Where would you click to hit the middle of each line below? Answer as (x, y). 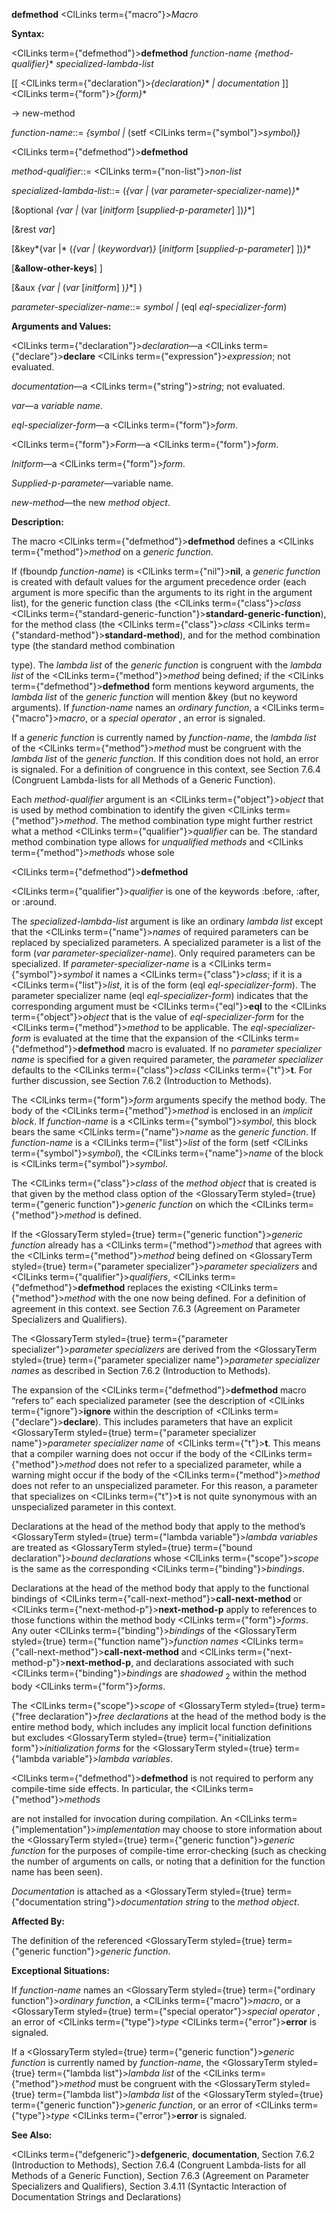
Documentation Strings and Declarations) (96, 2196)
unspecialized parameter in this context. (94, 1507)
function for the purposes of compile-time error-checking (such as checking (169, 1850)
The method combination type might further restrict (206, 820)
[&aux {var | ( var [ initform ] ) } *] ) (77, 287)
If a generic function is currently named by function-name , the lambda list (164, 737)
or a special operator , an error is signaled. (177, 718)
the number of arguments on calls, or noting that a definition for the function (168, 1861)
